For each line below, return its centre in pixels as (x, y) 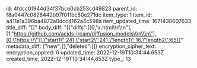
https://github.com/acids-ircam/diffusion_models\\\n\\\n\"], (85, 34)
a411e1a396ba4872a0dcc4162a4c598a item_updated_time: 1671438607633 (99, 21)
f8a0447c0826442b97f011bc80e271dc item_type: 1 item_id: (79, 15)
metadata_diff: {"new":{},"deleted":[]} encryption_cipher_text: (81, 46)
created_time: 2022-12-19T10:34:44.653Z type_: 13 (69, 59)
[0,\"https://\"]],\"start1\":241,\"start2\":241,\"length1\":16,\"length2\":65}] (93, 40)
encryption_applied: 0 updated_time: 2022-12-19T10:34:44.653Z (85, 52)
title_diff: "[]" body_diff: (34, 27)
